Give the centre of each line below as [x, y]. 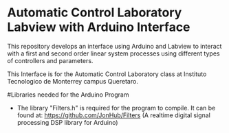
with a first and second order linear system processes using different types [113, 53]
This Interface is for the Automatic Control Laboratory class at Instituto [107, 74]
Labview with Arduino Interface [99, 27]
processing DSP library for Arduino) [67, 122]
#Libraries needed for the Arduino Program [68, 95]
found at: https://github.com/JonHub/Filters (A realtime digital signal [114, 115]
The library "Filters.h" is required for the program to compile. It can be [116, 108]
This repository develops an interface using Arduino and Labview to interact [115, 46]
